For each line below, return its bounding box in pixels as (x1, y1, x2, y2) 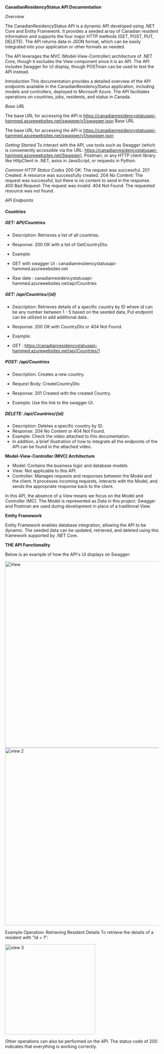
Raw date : (12, 275, 34, 281)
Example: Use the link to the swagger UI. (12, 400, 94, 405)
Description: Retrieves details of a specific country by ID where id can (12, 304, 153, 310)
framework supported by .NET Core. (5, 532, 78, 539)
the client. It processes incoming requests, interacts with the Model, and (12, 478, 158, 484)
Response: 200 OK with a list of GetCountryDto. (12, 241, 109, 247)
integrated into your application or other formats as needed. (5, 44, 125, 49)
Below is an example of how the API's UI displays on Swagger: (5, 551, 131, 557)
